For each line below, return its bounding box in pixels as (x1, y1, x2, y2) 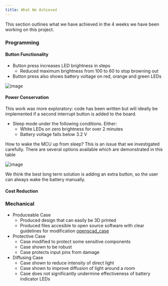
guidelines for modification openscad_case (20, 228, 109, 234)
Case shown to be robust (20, 244, 72, 250)
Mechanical (5, 200, 35, 207)
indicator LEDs (20, 275, 51, 281)
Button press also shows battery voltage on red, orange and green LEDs (12, 73, 162, 79)
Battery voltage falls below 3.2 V (20, 131, 87, 137)
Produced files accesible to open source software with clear (20, 222, 144, 228)
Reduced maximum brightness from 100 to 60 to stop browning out (20, 68, 159, 74)
